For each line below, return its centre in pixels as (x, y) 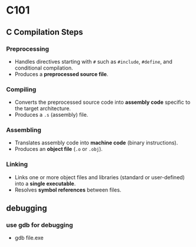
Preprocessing (27, 49)
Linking (17, 164)
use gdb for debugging (40, 225)
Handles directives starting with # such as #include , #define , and (94, 61)
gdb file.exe (29, 238)
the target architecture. (43, 108)
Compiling (21, 89)
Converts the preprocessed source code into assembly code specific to (102, 102)
